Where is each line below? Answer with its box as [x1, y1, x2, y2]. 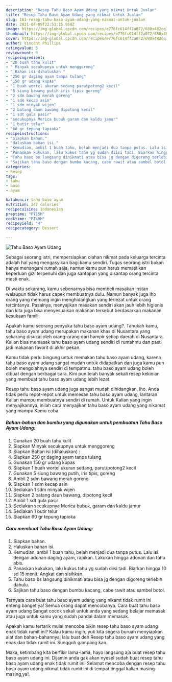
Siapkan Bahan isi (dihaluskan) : [13, 448, 81, 455]
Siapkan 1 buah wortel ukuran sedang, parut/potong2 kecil [13, 464, 136, 471]
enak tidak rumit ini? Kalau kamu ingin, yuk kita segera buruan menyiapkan [6, 628, 163, 634]
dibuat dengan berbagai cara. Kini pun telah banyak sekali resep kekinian [6, 371, 160, 377]
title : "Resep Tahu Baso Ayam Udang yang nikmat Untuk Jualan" [6, 12, 143, 17]
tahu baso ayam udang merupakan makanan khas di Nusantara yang [6, 328, 151, 334]
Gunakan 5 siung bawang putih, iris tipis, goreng [13, 470, 115, 476]
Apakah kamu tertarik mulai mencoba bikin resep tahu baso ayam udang [6, 623, 158, 629]
